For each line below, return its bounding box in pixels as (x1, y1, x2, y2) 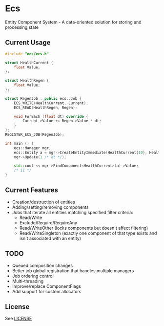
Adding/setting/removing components (12, 204, 89, 210)
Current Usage (5, 39, 51, 47)
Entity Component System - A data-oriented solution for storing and (5, 19, 142, 25)
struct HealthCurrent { (5, 60, 54, 65)
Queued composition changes (12, 262, 73, 268)
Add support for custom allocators (12, 288, 82, 294)
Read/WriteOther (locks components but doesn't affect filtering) (19, 225, 148, 231)
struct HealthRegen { (5, 78, 49, 83)
